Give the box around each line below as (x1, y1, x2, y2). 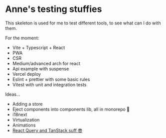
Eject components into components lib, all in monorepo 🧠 (12, 106, 130, 112)
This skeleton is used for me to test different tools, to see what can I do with (5, 20, 161, 26)
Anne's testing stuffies (5, 3, 102, 15)
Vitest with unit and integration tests (12, 81, 87, 88)
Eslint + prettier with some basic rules (12, 76, 90, 82)
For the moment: (5, 35, 39, 41)
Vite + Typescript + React (12, 44, 65, 50)
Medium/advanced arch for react (12, 60, 81, 66)
